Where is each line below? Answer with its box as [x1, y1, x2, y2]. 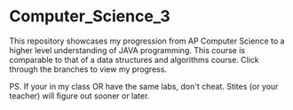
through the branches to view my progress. [9, 64, 167, 75]
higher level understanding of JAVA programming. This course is [9, 44, 246, 55]
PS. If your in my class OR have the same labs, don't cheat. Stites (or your [9, 81, 279, 91]
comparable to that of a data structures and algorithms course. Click [9, 54, 259, 65]
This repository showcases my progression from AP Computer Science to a [9, 35, 285, 46]
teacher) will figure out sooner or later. [9, 90, 150, 101]
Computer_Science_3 [9, 6, 170, 27]
